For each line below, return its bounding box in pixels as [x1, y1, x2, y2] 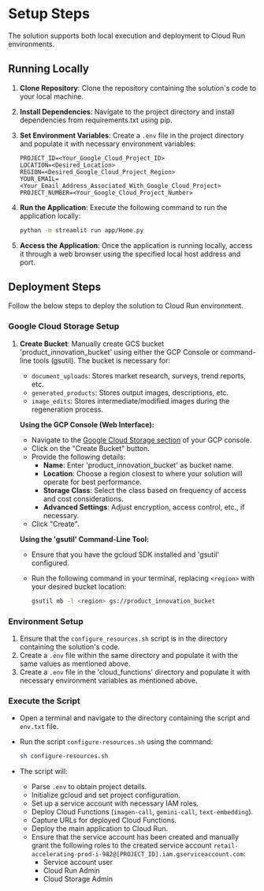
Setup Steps [8, 5, 91, 23]
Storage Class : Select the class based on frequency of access [43, 485, 247, 494]
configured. [31, 558, 69, 567]
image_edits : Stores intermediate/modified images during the [31, 396, 230, 405]
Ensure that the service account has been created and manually [31, 833, 239, 842]
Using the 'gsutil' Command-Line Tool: [19, 534, 150, 543]
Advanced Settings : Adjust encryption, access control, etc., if [43, 502, 245, 512]
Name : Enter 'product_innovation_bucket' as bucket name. [43, 460, 234, 470]
